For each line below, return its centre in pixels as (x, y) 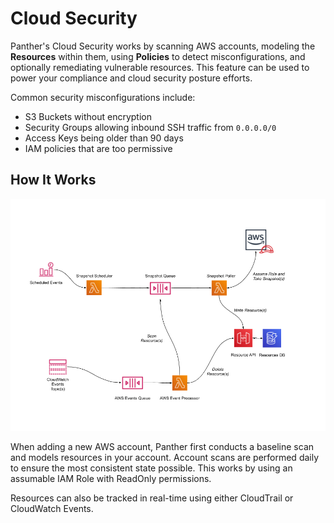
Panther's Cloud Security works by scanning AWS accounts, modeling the (163, 46)
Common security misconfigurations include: (103, 97)
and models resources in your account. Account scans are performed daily (165, 458)
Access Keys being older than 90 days (104, 138)
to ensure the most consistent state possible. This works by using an (151, 468)
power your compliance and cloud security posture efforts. (131, 78)
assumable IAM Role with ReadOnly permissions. (111, 479)
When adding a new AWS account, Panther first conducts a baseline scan (162, 447)
